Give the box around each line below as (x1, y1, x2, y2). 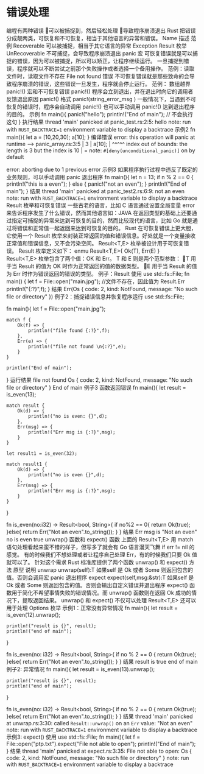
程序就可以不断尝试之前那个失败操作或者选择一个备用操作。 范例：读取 (16, 65, 195, 72)
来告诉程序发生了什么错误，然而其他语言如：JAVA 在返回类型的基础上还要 (6, 209, 192, 216)
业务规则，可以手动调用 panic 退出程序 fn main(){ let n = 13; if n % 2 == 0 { (6, 173, 194, 180)
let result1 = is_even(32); (6, 450, 78, 457)
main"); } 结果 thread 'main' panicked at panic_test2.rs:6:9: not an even (6, 187, 185, 195)
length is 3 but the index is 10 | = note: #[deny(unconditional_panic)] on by (6, 147, 195, 154)
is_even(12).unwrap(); (6, 611, 61, 618)
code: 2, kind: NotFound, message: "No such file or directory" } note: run (6, 754, 189, 761)
